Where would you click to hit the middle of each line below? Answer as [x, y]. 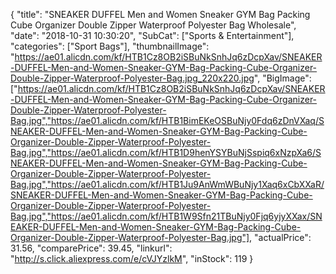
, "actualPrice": [280, 237]
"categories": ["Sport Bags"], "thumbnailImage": [110, 46]
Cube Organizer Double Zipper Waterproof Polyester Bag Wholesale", [153, 25]
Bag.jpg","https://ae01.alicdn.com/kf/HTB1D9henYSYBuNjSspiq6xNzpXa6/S [166, 152]
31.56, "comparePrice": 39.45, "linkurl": [91, 248]
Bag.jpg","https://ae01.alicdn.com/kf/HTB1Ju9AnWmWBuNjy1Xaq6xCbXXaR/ [167, 184]
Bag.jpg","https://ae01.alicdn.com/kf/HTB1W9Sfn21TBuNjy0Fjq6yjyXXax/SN [166, 216]
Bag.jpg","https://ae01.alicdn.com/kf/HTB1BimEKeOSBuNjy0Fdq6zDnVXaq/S [167, 120]
